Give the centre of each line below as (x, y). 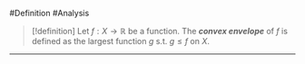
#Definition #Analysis (49, 13)
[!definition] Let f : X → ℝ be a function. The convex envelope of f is (160, 31)
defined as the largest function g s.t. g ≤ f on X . (121, 41)
